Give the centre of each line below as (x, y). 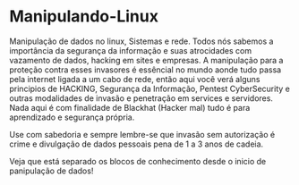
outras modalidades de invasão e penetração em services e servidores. (141, 98)
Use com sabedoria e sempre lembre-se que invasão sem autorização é (142, 134)
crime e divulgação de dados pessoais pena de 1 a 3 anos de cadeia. (137, 144)
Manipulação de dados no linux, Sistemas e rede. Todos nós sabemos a (141, 41)
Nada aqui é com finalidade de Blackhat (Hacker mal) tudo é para (130, 107)
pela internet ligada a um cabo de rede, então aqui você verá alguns (135, 79)
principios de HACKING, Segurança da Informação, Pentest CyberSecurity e (150, 88)
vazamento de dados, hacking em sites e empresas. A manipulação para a (146, 60)
